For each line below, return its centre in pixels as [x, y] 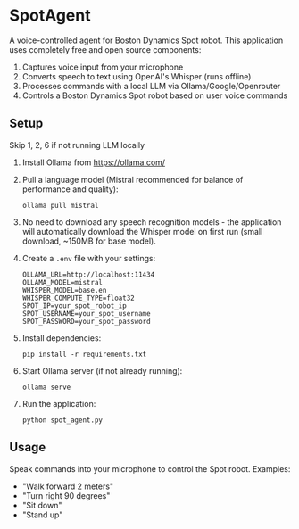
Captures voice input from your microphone [103, 67]
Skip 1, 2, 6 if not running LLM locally [77, 145]
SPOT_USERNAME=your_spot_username [86, 313]
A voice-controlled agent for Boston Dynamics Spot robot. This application [146, 40]
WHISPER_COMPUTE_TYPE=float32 [79, 298]
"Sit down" [42, 505]
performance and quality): [70, 189]
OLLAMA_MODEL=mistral [62, 282]
